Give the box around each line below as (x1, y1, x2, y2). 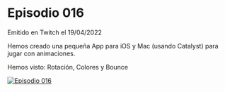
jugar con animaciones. (7, 49, 76, 58)
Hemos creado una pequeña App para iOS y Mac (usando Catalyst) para (7, 41, 219, 50)
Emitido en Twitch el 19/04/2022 (7, 28, 103, 37)
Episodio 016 (7, 5, 85, 21)
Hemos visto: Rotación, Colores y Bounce (7, 63, 129, 71)
